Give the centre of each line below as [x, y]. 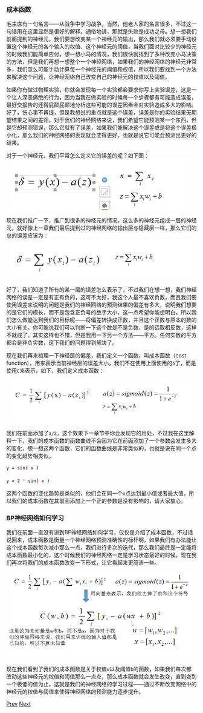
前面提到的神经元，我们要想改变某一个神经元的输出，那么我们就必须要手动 [99, 39]
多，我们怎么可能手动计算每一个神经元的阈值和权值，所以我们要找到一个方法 [101, 69]
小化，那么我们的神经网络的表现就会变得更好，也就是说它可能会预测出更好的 [101, 135]
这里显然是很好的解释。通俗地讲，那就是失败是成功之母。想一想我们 [112, 32]
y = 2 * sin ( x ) [28, 481]
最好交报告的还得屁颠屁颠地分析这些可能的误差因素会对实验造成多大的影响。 [101, 105]
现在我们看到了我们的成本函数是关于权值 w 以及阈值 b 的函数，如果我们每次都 [99, 669]
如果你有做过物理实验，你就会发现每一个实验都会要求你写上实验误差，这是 [99, 90]
